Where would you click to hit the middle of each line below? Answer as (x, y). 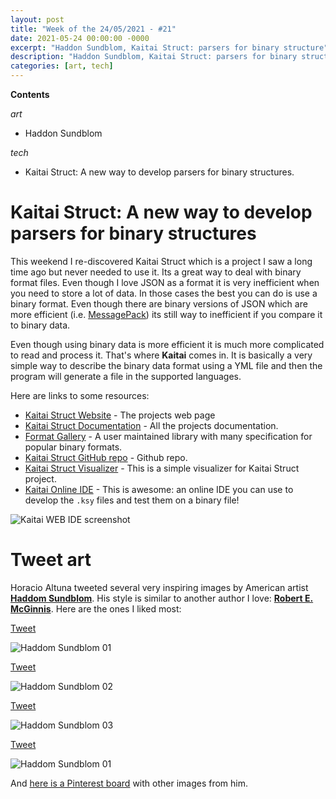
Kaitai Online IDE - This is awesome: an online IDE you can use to (159, 489)
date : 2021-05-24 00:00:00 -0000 (80, 38)
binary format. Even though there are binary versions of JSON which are (159, 303)
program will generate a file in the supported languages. (126, 376)
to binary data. (40, 325)
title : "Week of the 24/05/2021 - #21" (93, 29)
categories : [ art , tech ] (62, 66)
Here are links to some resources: (80, 395)
